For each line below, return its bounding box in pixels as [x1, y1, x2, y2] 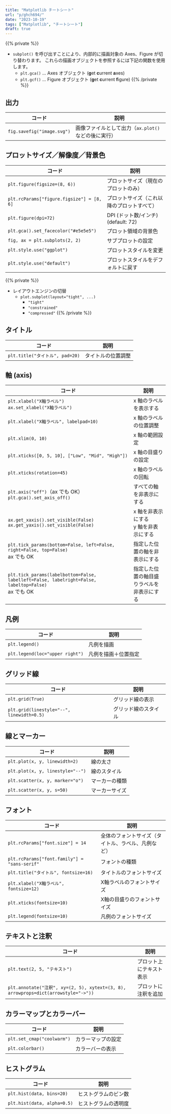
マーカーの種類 [91, 777, 127, 784]
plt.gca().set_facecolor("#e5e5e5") [8, 228, 97, 233]
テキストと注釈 [5, 932, 52, 941]
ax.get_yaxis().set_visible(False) [8, 522, 94, 528]
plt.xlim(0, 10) [8, 436, 47, 441]
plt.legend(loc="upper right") [8, 651, 84, 657]
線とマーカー [5, 732, 46, 740]
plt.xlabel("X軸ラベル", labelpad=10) [8, 419, 98, 425]
